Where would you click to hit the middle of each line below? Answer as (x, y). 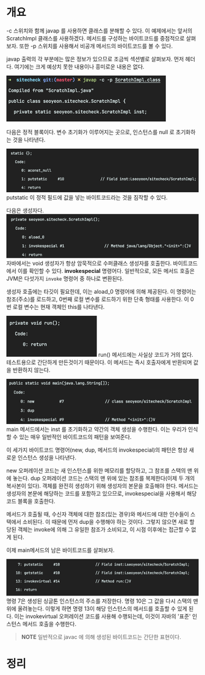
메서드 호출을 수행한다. (49, 624)
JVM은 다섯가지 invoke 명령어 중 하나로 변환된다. (65, 278)
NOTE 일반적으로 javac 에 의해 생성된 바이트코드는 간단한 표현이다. (101, 637)
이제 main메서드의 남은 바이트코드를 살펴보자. (60, 550)
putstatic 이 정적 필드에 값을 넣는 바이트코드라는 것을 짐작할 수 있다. (87, 197)
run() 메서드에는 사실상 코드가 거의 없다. (146, 355)
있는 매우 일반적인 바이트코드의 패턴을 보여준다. (75, 437)
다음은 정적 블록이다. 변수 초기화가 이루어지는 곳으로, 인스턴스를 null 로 (91, 132)
